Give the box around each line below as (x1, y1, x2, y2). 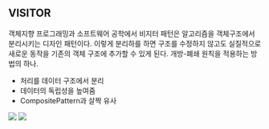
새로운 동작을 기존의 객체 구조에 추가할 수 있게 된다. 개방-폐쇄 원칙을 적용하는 (8, 48, 249, 58)
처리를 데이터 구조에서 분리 (19, 75, 104, 85)
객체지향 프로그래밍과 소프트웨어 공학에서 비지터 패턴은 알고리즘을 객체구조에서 (8, 28, 255, 38)
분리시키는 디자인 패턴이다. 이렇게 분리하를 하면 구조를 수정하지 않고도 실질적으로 (8, 38, 262, 48)
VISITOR (8, 6, 51, 20)
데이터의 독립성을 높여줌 (19, 86, 96, 95)
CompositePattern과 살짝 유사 (19, 95, 117, 105)
